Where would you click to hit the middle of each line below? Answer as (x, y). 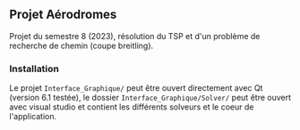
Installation (34, 69)
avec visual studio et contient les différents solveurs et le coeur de (132, 107)
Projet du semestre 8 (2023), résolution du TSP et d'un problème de (135, 36)
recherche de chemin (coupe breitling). (81, 45)
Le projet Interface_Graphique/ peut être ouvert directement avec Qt (136, 88)
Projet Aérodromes (63, 15)
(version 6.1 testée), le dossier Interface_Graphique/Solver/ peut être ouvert (150, 98)
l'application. (33, 117)
